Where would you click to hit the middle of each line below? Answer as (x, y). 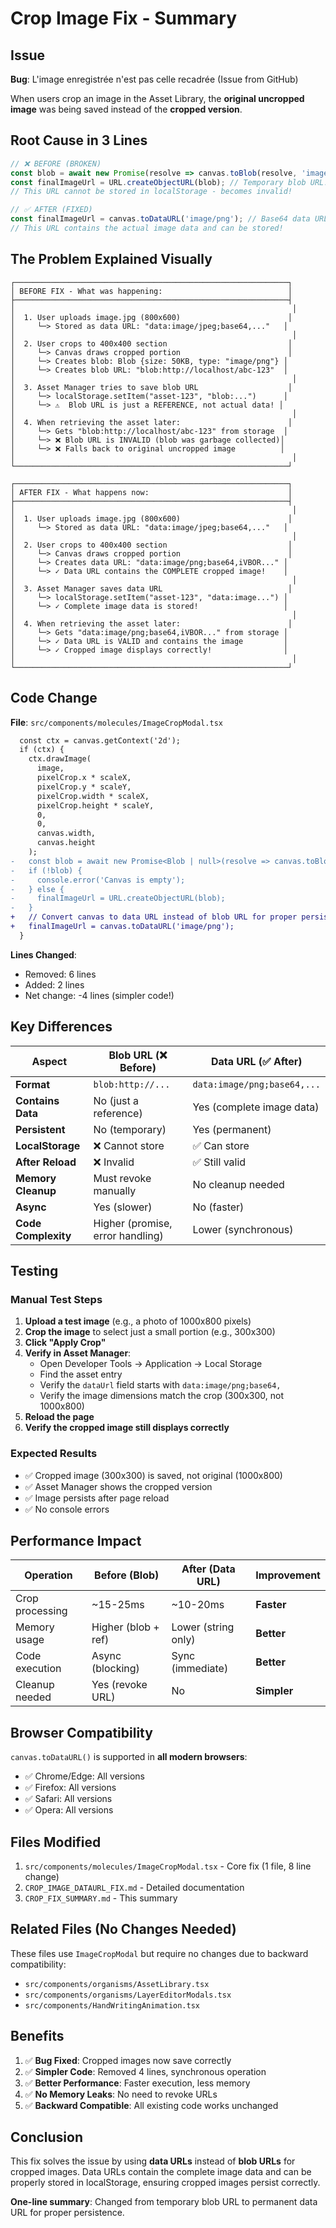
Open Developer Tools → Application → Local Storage (151, 1364)
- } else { (37, 889)
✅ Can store (221, 1145)
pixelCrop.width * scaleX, (93, 796)
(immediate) (200, 1669)
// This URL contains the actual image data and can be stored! (147, 228)
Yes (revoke (119, 1685)
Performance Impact (76, 1541)
